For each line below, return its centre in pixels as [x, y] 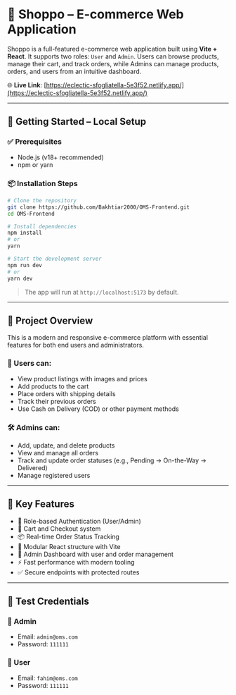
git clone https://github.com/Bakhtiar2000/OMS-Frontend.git [99, 207]
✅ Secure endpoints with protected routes [78, 572]
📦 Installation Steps [43, 183]
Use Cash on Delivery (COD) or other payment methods [98, 409]
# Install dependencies [42, 226]
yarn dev [20, 278]
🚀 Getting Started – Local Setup [77, 122]
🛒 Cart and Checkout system [59, 529]
